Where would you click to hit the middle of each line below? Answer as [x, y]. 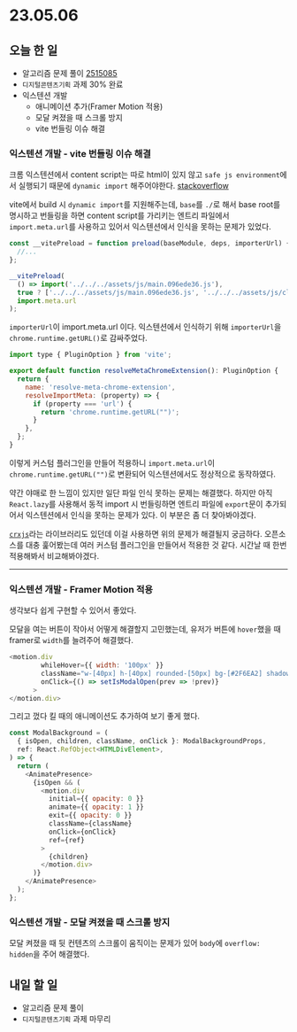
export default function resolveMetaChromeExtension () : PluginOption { [144, 371]
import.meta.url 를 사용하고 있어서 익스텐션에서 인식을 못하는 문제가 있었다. [140, 227]
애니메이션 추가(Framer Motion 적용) [99, 106]
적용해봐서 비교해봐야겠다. [54, 555]
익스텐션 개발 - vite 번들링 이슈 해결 [80, 153]
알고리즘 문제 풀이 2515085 [69, 73]
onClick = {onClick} [82, 832]
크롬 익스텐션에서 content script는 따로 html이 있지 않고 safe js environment [145, 175]
